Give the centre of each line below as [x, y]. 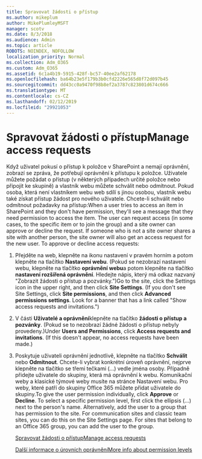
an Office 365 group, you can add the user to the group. [85, 426]
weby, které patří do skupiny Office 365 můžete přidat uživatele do [98, 388]
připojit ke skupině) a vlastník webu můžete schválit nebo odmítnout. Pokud [100, 186]
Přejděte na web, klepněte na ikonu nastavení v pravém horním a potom [104, 255]
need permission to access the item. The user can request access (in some [99, 218]
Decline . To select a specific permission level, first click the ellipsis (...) [103, 401]
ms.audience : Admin [31, 40]
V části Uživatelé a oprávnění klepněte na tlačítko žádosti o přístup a [101, 318]
